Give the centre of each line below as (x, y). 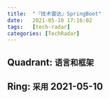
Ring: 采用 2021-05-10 (55, 87)
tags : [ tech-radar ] (39, 27)
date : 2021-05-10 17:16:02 (50, 20)
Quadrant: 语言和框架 (51, 62)
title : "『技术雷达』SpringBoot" (54, 14)
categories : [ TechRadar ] (43, 33)
